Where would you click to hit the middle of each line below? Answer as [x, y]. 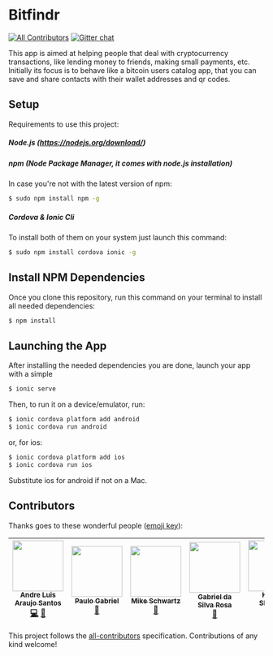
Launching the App [58, 345]
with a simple [30, 374]
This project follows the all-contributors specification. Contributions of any [133, 636]
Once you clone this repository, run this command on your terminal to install [135, 297]
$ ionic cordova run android [58, 427]
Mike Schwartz [156, 601]
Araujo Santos [38, 603]
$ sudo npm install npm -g [54, 199]
